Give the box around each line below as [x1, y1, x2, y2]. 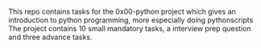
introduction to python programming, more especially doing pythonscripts [8, 15, 254, 25]
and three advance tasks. [8, 32, 93, 42]
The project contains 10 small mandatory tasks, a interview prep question [8, 24, 251, 33]
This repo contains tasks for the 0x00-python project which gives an [8, 7, 236, 16]
